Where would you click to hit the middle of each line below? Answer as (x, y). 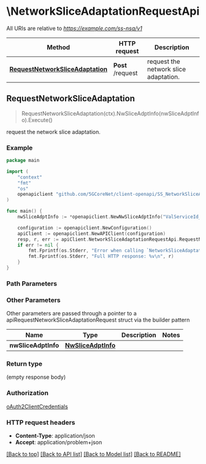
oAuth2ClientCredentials (37, 406)
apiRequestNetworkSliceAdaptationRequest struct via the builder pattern (98, 320)
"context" (30, 177)
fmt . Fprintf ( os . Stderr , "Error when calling (86, 251)
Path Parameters (32, 284)
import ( (17, 171)
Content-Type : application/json (55, 436)
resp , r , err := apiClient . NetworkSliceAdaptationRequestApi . (98, 239)
